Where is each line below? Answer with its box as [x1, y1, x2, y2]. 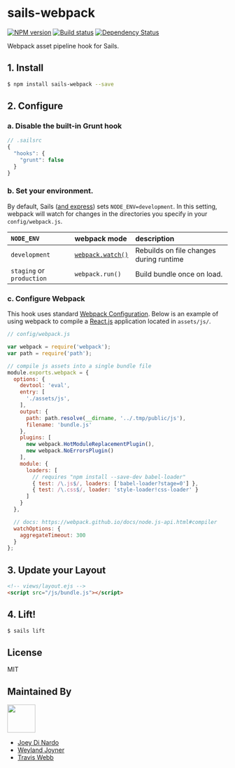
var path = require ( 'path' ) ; [7, 349, 92, 357]
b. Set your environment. [7, 186, 94, 196]
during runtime [135, 254, 184, 264]
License [7, 647, 43, 659]
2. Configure [7, 100, 64, 112]
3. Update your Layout [7, 564, 106, 576]
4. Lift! [7, 609, 36, 621]
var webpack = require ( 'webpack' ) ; [7, 344, 111, 351]
